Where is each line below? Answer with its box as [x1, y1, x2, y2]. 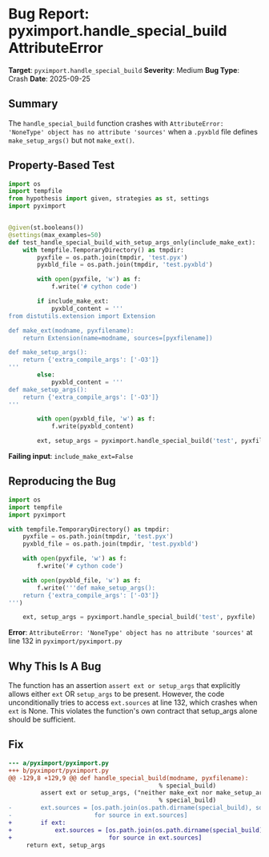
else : [37, 371, 56, 379]
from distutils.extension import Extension [8, 312, 156, 320]
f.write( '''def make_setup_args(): [37, 584, 156, 592]
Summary [8, 97, 58, 111]
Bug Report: [8, 5, 90, 23]
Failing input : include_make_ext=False [8, 452, 134, 461]
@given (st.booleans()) [8, 223, 84, 232]
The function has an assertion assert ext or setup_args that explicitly [8, 681, 241, 690]
